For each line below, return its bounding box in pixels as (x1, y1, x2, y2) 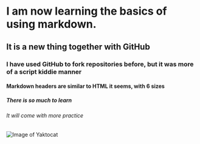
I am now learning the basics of (6, 4, 167, 18)
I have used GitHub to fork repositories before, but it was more (6, 60, 194, 68)
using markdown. (6, 17, 97, 31)
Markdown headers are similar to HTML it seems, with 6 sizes (6, 82, 165, 90)
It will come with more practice (6, 112, 84, 120)
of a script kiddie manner (6, 67, 82, 76)
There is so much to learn (6, 96, 72, 104)
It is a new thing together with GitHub (6, 41, 150, 52)
